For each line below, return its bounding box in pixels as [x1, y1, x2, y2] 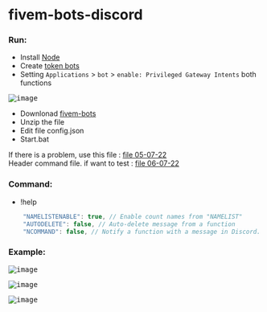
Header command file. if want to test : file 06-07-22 [8, 158, 179, 168]
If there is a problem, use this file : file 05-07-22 [8, 150, 167, 160]
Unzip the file [19, 117, 65, 127]
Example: [8, 247, 46, 258]
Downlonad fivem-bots [19, 109, 97, 118]
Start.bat [19, 134, 50, 144]
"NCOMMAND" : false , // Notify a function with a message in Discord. [23, 228, 261, 236]
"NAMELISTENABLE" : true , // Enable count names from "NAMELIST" [23, 212, 243, 220]
